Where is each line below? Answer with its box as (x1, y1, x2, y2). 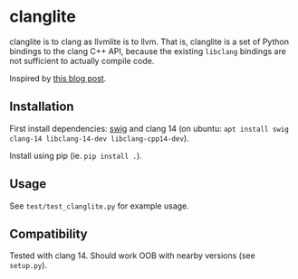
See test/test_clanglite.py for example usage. (9, 200, 190, 211)
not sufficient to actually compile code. (9, 55, 155, 66)
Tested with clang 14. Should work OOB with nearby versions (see (9, 250, 255, 261)
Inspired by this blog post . (9, 72, 107, 83)
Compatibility (9, 226, 88, 241)
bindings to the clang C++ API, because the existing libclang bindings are (9, 45, 287, 56)
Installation (9, 99, 74, 115)
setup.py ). (9, 260, 48, 271)
